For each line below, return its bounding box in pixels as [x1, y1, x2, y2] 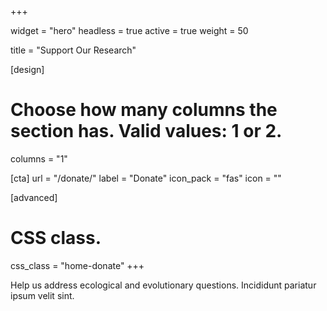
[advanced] [10, 191, 58, 203]
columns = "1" [10, 152, 68, 165]
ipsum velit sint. [10, 289, 75, 301]
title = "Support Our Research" [10, 44, 137, 56]
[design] [10, 64, 45, 75]
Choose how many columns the [10, 99, 278, 121]
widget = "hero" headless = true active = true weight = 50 [10, 25, 249, 36]
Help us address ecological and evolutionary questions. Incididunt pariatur [10, 279, 317, 291]
